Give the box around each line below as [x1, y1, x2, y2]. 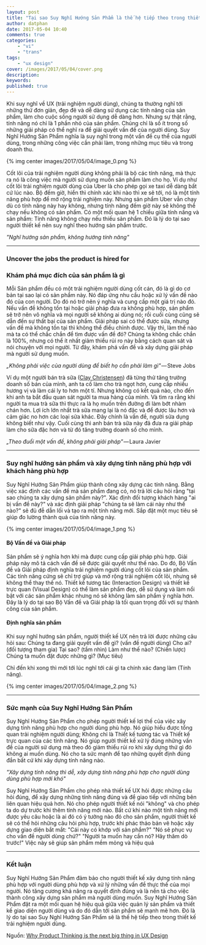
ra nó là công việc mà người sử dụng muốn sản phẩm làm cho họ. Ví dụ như [6, 176, 197, 183]
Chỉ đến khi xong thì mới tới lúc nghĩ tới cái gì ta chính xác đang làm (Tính [6, 664, 191, 671]
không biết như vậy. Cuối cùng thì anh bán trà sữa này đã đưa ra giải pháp [6, 420, 193, 427]
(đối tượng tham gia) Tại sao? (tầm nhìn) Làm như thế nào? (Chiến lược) [6, 646, 186, 653]
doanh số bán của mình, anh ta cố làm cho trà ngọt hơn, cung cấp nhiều [6, 380, 188, 388]
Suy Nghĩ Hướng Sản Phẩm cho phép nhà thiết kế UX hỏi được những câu [6, 787, 193, 795]
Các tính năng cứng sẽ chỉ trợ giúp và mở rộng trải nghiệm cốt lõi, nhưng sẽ [6, 572, 197, 580]
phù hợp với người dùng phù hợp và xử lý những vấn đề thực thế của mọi [6, 881, 190, 888]
